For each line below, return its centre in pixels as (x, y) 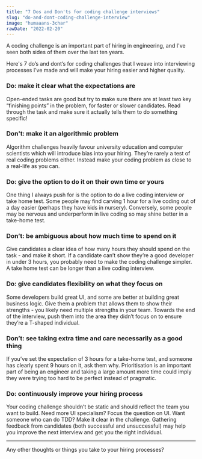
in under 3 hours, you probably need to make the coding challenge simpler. (99, 262)
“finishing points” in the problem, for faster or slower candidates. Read (93, 105)
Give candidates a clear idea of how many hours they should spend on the (98, 249)
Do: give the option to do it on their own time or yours (85, 181)
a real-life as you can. (33, 166)
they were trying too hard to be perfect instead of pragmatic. (81, 378)
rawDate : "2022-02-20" (35, 29)
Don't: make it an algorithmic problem (63, 134)
